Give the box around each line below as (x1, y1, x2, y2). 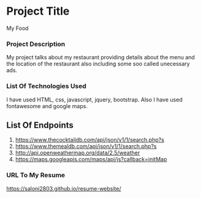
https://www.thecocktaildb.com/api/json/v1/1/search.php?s (15, 136, 164, 144)
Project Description (6, 40, 66, 48)
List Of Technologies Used (6, 82, 87, 90)
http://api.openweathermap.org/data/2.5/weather (15, 149, 140, 156)
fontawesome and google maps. (6, 102, 88, 109)
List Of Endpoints (6, 120, 74, 130)
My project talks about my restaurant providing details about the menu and (6, 54, 195, 61)
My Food (6, 24, 29, 32)
